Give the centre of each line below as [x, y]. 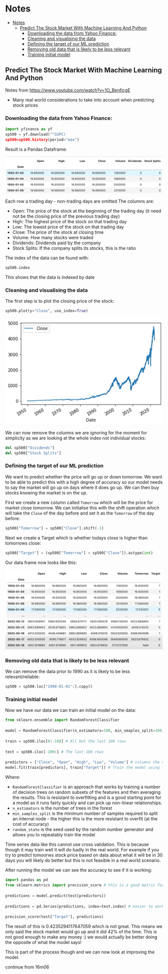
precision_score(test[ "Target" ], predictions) [54, 917]
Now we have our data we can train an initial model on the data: [71, 710]
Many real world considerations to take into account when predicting [83, 100]
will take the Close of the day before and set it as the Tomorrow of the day [80, 513]
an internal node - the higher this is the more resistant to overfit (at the [85, 819]
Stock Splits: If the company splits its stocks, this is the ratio [74, 248]
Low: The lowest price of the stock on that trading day [68, 227]
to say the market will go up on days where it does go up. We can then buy [82, 487]
